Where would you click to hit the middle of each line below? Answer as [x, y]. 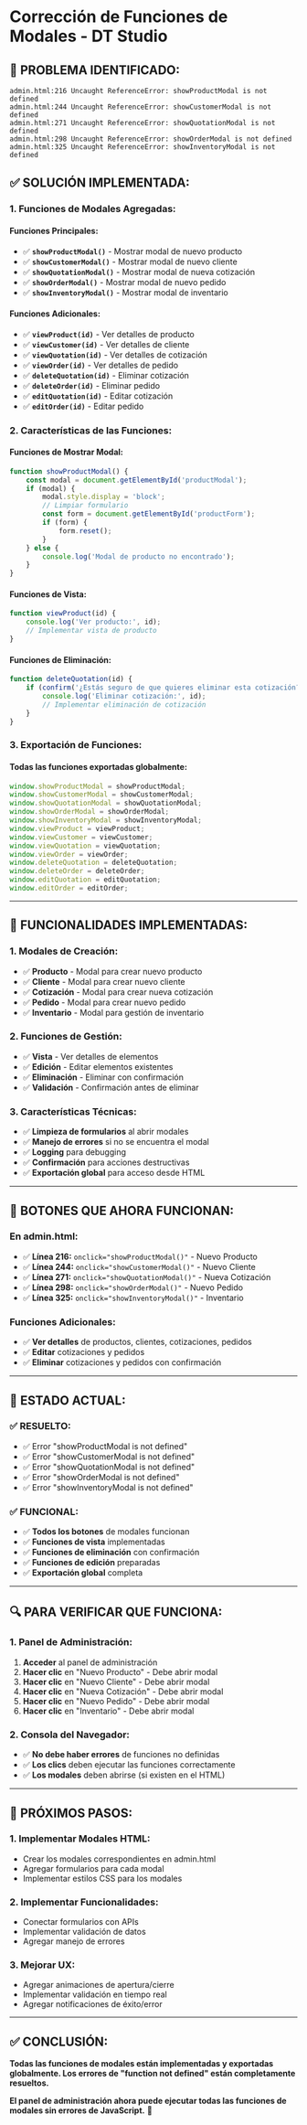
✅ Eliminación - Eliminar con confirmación [103, 1077]
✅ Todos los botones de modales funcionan [106, 1532]
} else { [42, 548]
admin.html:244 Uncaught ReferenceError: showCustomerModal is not [141, 107]
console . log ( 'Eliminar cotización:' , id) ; [124, 696]
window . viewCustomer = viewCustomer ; [81, 837]
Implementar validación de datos [84, 1932]
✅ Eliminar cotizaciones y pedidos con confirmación [122, 1362]
